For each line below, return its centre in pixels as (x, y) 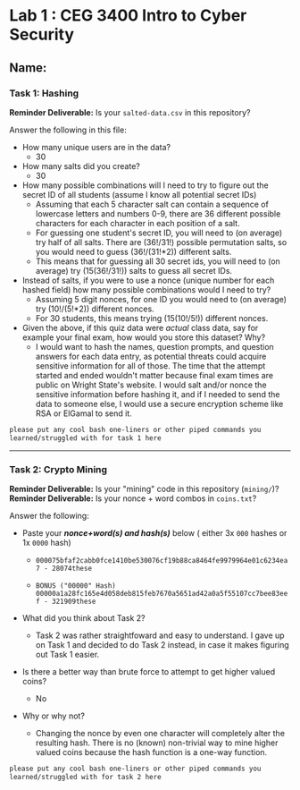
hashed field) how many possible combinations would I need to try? (146, 289)
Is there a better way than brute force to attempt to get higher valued (148, 671)
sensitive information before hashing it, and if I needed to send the (158, 394)
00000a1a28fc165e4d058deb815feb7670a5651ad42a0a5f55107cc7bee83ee (162, 593)
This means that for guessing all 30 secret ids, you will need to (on (158, 261)
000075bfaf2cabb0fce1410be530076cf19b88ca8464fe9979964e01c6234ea (162, 560)
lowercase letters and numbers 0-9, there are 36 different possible (158, 213)
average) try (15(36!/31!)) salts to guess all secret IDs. (134, 270)
